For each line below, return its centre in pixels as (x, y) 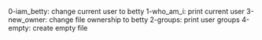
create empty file (60, 28)
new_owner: (28, 20)
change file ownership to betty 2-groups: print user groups (144, 20)
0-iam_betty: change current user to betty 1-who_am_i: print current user (127, 11)
